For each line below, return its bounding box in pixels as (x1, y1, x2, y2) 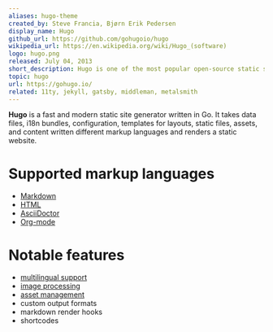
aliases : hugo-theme (8, 11, 79, 20)
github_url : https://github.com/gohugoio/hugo (8, 34, 169, 43)
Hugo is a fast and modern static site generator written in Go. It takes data (8, 110, 257, 120)
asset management (19, 290, 85, 299)
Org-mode (19, 217, 55, 227)
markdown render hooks (19, 307, 103, 317)
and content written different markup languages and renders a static (8, 127, 237, 137)
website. (8, 136, 37, 146)
